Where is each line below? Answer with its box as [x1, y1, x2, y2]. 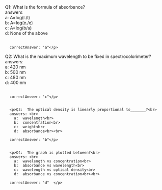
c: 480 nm [5, 75, 26, 80]
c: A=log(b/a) [5, 25, 32, 31]
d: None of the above [5, 30, 48, 36]
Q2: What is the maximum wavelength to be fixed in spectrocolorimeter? [5, 54, 151, 59]
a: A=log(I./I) [5, 15, 30, 20]
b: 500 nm [5, 69, 26, 75]
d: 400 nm [5, 80, 26, 85]
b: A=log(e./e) [5, 20, 33, 26]
